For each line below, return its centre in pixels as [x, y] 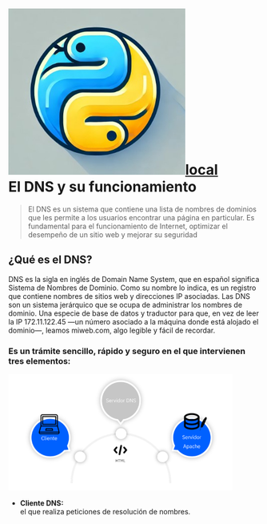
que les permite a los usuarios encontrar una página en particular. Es [141, 217]
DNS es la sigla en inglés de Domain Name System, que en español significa [134, 279]
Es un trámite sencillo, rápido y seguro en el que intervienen [127, 351]
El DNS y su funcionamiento [103, 187]
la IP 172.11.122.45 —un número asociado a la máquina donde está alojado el [133, 321]
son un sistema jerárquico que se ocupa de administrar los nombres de [125, 304]
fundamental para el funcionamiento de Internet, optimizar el [128, 226]
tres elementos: [40, 361]
